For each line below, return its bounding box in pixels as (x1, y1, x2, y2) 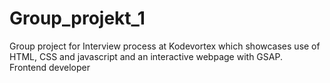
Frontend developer (9, 61, 91, 73)
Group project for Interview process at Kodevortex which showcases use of (9, 40, 321, 52)
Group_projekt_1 (9, 7, 146, 30)
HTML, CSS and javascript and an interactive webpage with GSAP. (9, 50, 283, 62)
